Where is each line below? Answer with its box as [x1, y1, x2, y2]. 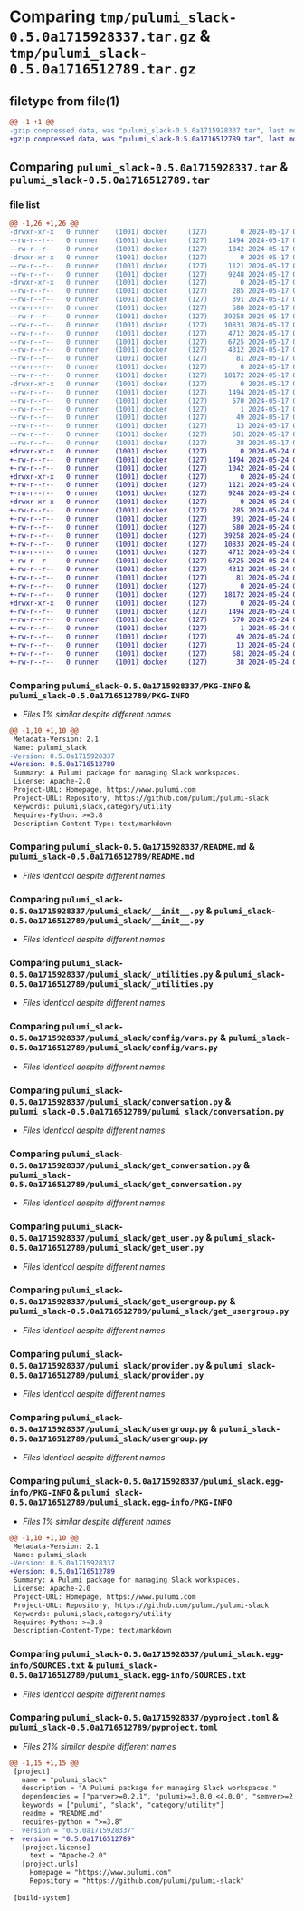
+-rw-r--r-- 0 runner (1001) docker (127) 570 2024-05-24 [9, 615, 290, 625]
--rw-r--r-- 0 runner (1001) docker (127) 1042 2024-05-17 [9, 244, 290, 253]
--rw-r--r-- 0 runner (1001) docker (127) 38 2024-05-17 [9, 438, 290, 448]
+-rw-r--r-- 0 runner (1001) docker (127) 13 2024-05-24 [9, 641, 290, 650]
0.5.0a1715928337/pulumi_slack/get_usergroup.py [9, 1297, 228, 1307]
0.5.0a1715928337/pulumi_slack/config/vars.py [9, 1033, 219, 1044]
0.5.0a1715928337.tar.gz [9, 29, 196, 46]
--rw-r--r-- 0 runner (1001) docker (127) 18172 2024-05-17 [9, 371, 290, 380]
